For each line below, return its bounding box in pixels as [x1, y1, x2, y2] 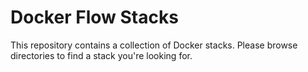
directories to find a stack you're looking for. [10, 49, 193, 61]
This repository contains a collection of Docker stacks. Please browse [10, 39, 298, 51]
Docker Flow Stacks [10, 6, 179, 29]
